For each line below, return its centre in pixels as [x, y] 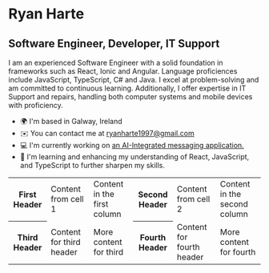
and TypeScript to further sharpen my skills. [92, 165]
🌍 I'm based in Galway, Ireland [71, 121]
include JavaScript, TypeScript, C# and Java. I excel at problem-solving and [134, 80]
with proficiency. [36, 105]
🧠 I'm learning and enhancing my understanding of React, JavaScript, [134, 157]
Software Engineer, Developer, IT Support [114, 44]
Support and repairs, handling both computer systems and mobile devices [130, 96]
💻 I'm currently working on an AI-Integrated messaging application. [132, 145]
